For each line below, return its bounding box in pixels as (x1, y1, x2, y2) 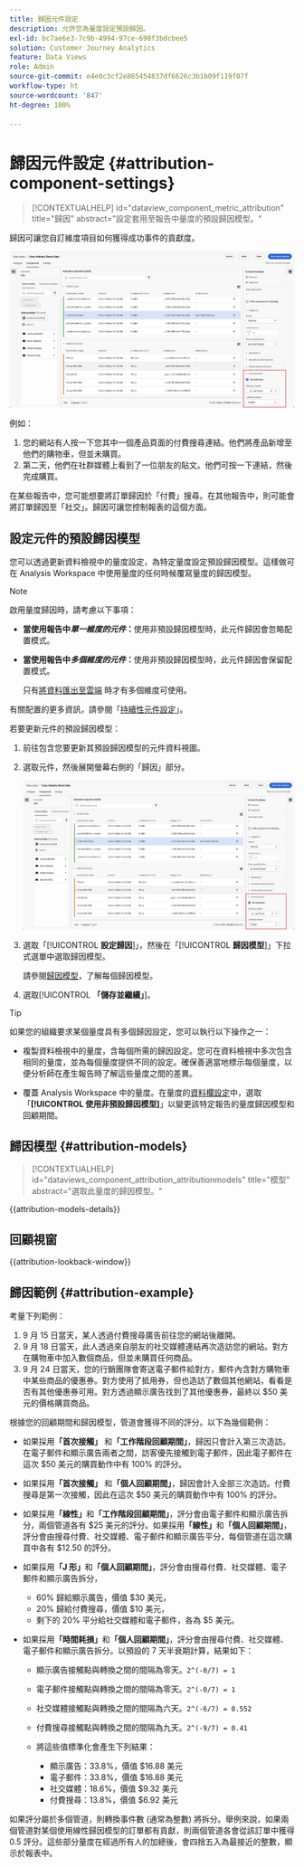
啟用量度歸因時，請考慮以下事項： (9, 604, 137, 615)
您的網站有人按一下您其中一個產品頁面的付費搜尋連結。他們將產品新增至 (22, 437, 292, 448)
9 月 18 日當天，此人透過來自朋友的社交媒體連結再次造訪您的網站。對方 (22, 1341, 289, 1352)
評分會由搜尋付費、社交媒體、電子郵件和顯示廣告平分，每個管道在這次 (22, 1531, 285, 1542)
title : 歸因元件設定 (9, 14, 79, 24)
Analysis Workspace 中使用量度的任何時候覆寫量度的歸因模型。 (19, 568, 256, 578)
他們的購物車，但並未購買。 (22, 449, 127, 460)
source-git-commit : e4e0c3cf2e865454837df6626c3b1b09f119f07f (9, 72, 249, 81)
